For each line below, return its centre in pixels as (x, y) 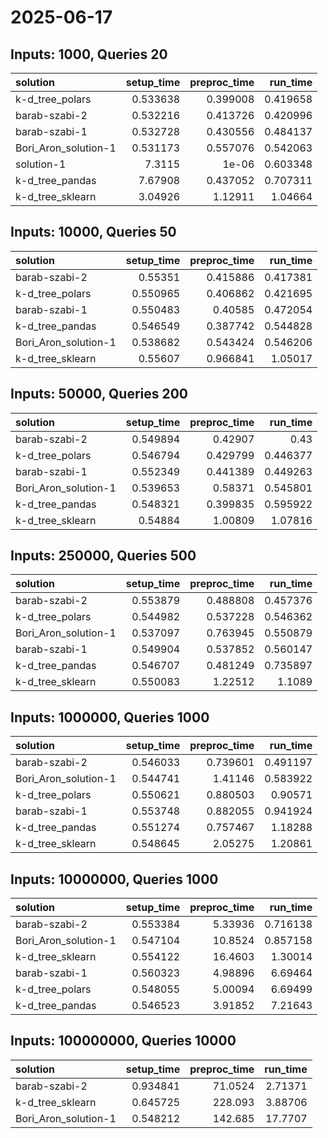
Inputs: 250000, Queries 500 (103, 556)
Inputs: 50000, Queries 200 (99, 394)
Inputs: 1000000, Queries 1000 (110, 717)
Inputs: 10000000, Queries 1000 (114, 879)
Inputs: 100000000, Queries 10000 (123, 1041)
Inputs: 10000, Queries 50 (93, 232)
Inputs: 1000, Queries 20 (89, 54)
